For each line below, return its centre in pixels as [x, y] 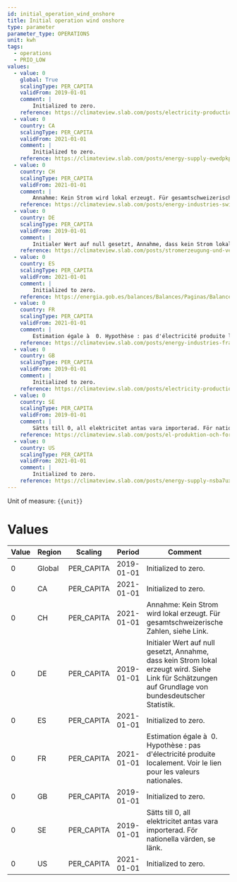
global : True [39, 80]
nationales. [165, 780]
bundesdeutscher [176, 695]
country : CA [37, 126]
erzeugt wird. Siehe [179, 669]
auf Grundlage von [177, 687]
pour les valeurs [173, 772]
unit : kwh [22, 40]
